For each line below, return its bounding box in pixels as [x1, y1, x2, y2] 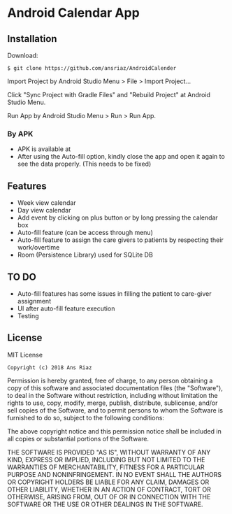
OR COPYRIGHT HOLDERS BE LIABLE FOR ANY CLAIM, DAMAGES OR [7, 478, 210, 486]
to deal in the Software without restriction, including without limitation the [7, 391, 218, 399]
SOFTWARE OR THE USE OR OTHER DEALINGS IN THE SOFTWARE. [7, 500, 203, 508]
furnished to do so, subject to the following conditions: [7, 413, 164, 422]
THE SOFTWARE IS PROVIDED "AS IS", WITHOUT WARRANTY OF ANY [7, 448, 211, 456]
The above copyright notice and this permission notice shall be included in [7, 427, 222, 435]
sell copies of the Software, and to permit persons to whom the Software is [7, 406, 224, 414]
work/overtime [17, 243, 60, 252]
